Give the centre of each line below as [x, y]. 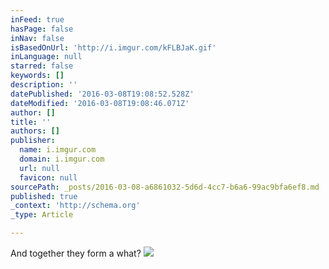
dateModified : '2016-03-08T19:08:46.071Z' [100, 103]
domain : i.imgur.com [62, 159]
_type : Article [42, 215]
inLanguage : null [46, 57]
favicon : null [48, 177]
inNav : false [37, 38]
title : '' [31, 122]
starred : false [42, 66]
